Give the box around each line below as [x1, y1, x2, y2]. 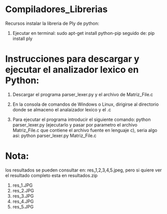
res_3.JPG [12, 193, 34, 199]
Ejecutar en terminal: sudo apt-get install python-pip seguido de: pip [12, 30, 155, 36]
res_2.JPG [12, 187, 34, 193]
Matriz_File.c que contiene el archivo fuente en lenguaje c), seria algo [12, 127, 157, 133]
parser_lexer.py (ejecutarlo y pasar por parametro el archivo [12, 121, 138, 127]
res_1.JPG [12, 182, 33, 188]
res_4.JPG [12, 198, 34, 204]
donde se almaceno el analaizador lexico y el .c [12, 106, 112, 112]
